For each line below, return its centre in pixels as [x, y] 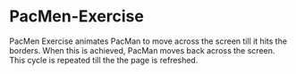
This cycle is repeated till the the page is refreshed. [104, 60]
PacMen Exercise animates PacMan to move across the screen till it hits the [148, 41]
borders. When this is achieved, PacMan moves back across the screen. [142, 50]
